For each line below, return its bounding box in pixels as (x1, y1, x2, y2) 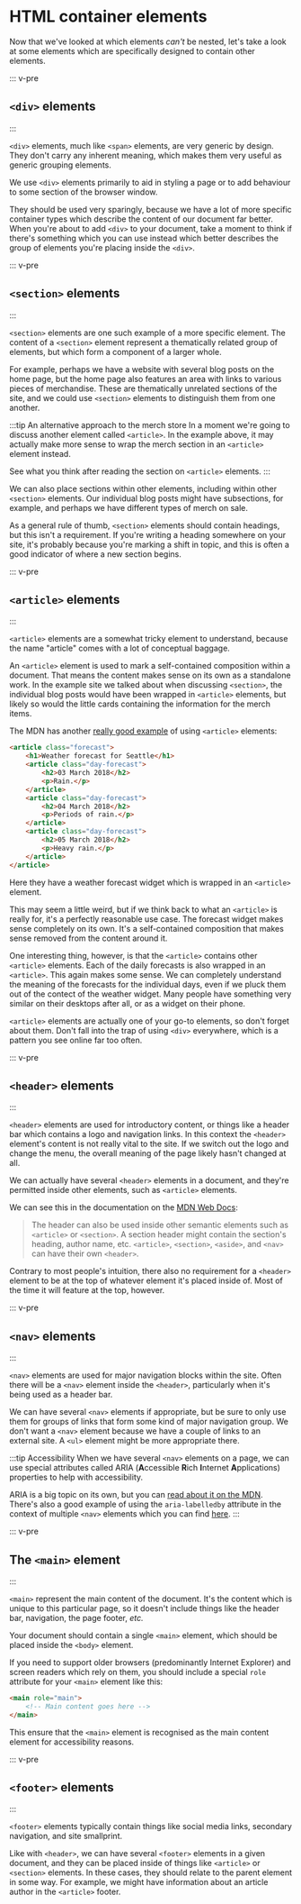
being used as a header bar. (9, 1389, 113, 1400)
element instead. (9, 448, 72, 459)
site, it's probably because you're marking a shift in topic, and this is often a (9, 539, 290, 550)
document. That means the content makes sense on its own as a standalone (9, 670, 291, 681)
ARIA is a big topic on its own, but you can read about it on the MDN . (9, 1489, 263, 1500)
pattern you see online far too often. (9, 1034, 143, 1045)
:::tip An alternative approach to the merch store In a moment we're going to (9, 419, 290, 430)
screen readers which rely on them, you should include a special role (9, 1666, 267, 1677)
